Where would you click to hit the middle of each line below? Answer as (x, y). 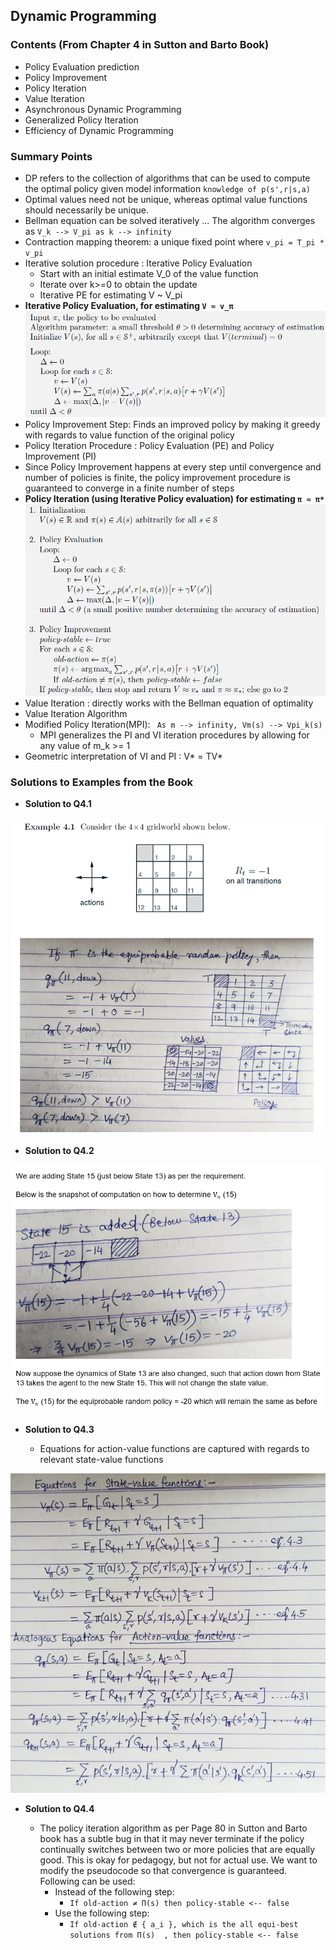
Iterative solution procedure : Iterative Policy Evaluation (138, 263)
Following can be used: (87, 1881)
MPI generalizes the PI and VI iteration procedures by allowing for (174, 735)
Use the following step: (102, 1913)
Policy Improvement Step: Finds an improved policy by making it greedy (172, 425)
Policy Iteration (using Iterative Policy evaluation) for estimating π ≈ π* (174, 499)
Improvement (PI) (60, 456)
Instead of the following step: (114, 1891)
